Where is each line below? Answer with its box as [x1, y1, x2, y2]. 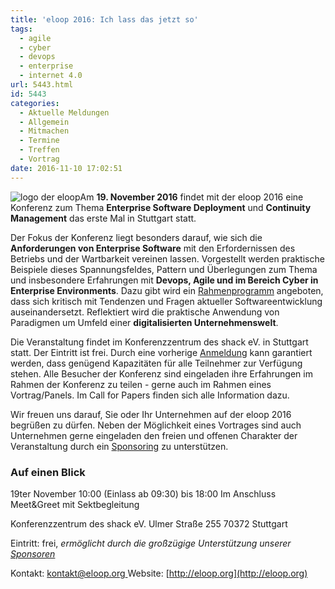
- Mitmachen [19, 126, 70, 136]
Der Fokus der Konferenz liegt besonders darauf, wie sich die [10, 231, 263, 243]
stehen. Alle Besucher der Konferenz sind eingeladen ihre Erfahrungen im [10, 367, 313, 380]
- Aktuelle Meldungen [19, 107, 110, 118]
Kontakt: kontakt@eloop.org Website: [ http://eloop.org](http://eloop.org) [10, 567, 308, 579]
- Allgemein [19, 117, 70, 127]
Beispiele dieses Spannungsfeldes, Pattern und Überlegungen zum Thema [10, 263, 318, 275]
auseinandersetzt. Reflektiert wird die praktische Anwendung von [10, 306, 280, 318]
